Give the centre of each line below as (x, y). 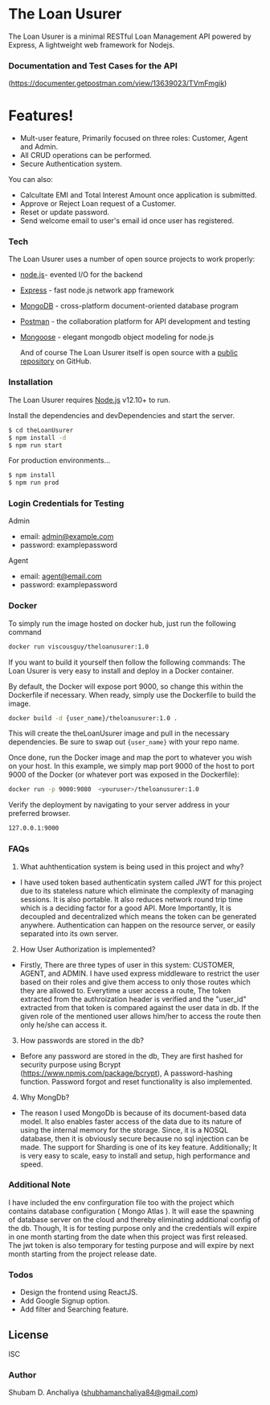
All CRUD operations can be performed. (86, 155)
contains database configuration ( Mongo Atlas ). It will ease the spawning (131, 1211)
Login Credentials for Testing (66, 504)
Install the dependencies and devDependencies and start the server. (122, 415)
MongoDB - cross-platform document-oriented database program (129, 306)
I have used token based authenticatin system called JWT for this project (141, 882)
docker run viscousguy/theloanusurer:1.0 (79, 647)
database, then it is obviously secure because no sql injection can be (134, 1138)
